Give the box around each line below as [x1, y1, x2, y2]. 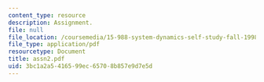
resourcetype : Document [8, 48, 86, 55]
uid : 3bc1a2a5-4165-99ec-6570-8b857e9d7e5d [8, 62, 153, 70]
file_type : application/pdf [8, 41, 101, 48]
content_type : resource [8, 11, 86, 20]
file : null [8, 26, 44, 34]
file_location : [8, 33, 58, 41]
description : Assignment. [8, 19, 93, 27]
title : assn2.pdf [8, 55, 65, 63]
